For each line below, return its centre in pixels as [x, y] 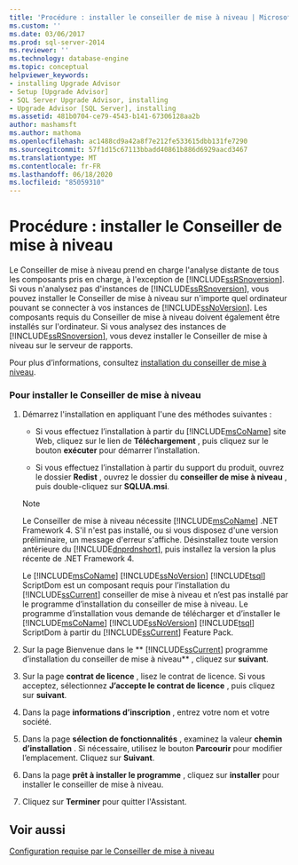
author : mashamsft [43, 125]
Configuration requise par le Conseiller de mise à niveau [112, 851]
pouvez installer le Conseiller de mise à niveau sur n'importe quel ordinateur [148, 298]
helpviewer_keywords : [49, 75]
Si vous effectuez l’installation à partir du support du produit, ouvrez [160, 468]
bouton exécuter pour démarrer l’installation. [118, 450]
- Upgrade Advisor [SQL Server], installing [93, 108]
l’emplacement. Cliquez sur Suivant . [88, 758]
